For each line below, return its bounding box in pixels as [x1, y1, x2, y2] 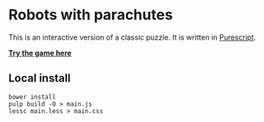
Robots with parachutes [8, 6, 173, 24]
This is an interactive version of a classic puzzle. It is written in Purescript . [8, 32, 257, 42]
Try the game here [8, 48, 71, 57]
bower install [8, 93, 57, 101]
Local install [8, 71, 71, 86]
